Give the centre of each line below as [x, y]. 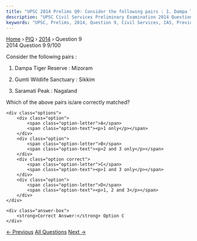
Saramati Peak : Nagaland [46, 91]
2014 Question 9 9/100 [33, 45]
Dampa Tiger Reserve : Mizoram [53, 68]
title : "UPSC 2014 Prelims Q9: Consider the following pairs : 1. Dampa [97, 11]
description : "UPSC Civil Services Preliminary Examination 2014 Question [99, 17]
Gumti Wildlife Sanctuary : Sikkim [55, 79]
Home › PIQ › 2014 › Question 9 [44, 39]
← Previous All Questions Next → [46, 232]
